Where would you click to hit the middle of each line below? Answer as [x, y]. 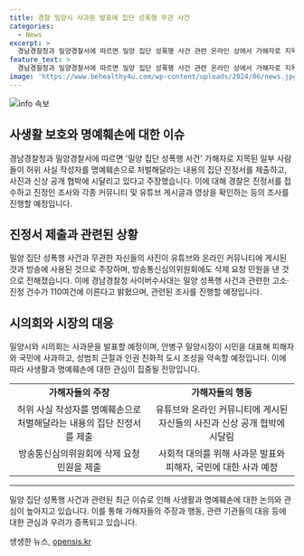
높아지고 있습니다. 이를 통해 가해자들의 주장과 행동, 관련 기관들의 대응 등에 [156, 511]
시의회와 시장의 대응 [62, 323]
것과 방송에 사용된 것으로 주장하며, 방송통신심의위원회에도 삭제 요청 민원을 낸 [145, 269]
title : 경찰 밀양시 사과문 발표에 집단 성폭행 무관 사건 [100, 18]
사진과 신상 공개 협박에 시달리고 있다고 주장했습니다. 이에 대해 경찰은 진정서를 [146, 181]
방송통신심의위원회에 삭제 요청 [79, 454]
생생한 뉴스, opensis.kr [51, 542]
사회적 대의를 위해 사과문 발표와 [221, 454]
